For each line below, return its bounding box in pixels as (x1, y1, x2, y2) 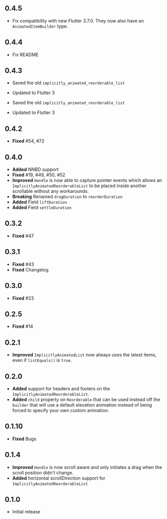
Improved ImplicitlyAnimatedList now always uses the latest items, (12, 352, 157, 358)
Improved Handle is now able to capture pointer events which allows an (12, 177, 162, 184)
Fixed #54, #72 (12, 138, 44, 144)
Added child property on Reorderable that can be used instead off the (12, 396, 160, 402)
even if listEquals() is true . (12, 357, 72, 364)
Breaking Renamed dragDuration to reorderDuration (12, 194, 123, 200)
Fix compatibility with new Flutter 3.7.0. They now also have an (12, 17, 144, 24)
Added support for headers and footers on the (12, 386, 110, 392)
